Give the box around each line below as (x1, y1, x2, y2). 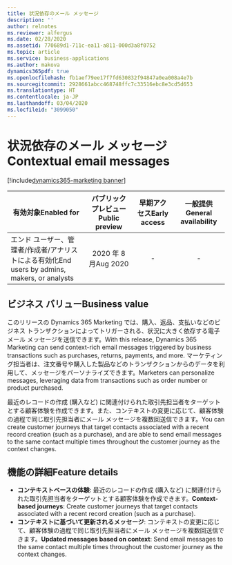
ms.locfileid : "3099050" (7, 106, 79, 113)
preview (95, 221, 123, 231)
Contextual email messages (7, 153, 171, 169)
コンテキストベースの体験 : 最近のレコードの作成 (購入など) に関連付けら (17, 486, 222, 494)
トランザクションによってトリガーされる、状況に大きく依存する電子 (26, 326, 220, 335)
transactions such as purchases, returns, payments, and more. (7, 351, 185, 359)
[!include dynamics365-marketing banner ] (7, 176, 126, 184)
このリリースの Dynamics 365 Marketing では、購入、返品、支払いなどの (7, 318, 215, 326)
